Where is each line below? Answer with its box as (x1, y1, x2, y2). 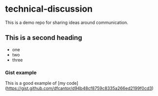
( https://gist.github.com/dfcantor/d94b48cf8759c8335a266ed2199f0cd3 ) (5, 85, 154, 91)
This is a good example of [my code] (5, 80, 79, 86)
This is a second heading (5, 34, 83, 42)
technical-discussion (5, 3, 93, 15)
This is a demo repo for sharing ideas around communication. (5, 19, 128, 25)
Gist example (5, 69, 37, 76)
